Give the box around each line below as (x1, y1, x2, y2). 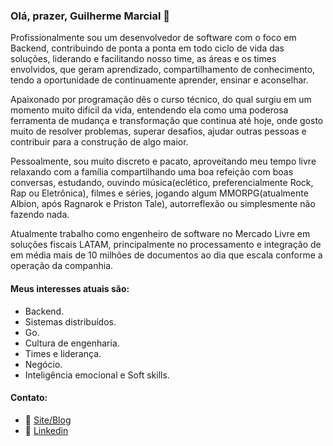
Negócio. (24, 358, 63, 370)
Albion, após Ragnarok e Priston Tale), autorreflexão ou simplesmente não (10, 198, 316, 210)
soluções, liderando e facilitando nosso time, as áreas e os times (10, 53, 277, 65)
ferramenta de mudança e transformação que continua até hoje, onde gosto (10, 115, 324, 127)
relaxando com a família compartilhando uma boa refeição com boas (10, 166, 294, 178)
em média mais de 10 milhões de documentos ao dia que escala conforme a (10, 249, 323, 261)
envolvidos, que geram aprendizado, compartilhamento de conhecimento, (10, 64, 316, 76)
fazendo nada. (10, 209, 70, 221)
